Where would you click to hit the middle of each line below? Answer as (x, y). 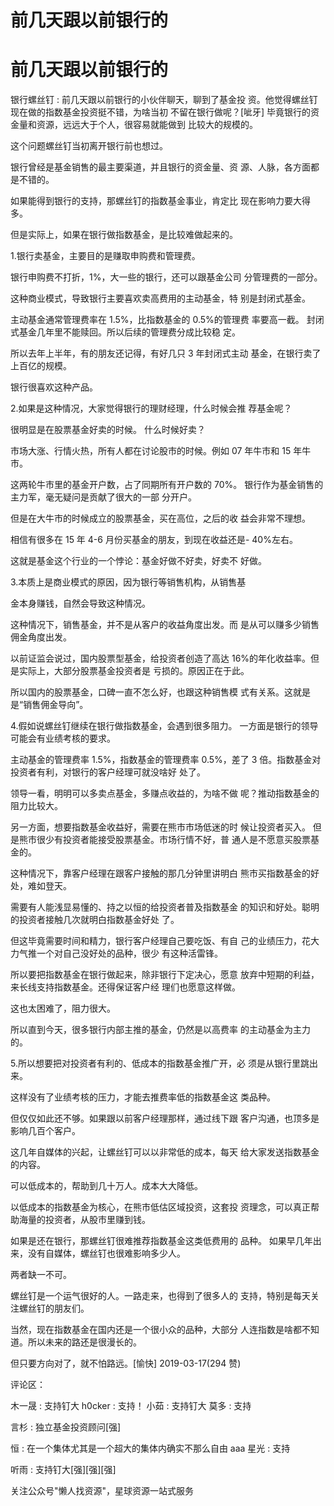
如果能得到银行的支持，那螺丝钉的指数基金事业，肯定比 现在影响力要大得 (160, 201)
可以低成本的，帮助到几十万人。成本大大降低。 (106, 1186)
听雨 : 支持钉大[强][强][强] (63, 1470)
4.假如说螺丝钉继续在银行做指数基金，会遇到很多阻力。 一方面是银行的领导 (164, 726)
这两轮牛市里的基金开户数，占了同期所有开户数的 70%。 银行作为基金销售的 (167, 485)
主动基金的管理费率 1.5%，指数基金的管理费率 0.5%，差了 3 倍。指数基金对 (166, 760)
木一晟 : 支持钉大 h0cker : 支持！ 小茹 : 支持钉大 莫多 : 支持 (131, 1406)
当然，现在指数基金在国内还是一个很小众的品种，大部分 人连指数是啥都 (156, 1330)
